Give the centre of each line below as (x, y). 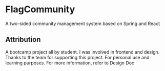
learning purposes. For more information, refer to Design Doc (70, 63)
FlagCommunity (40, 9)
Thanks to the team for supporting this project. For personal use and (77, 57)
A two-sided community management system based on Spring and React (83, 23)
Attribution (23, 40)
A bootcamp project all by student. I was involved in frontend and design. (82, 52)
